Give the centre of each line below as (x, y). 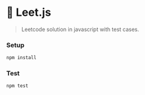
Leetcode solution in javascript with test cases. (80, 29)
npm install (21, 58)
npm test (17, 86)
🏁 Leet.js (29, 12)
